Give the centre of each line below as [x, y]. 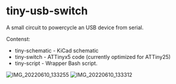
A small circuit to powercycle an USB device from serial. [75, 27]
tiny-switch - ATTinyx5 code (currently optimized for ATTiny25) [93, 57]
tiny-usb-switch [47, 11]
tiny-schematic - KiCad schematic [57, 50]
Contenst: [18, 39]
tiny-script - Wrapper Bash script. [56, 63]
